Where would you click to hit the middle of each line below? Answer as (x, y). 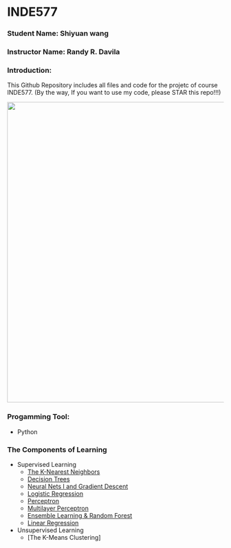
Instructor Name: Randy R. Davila (64, 52)
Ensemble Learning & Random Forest (80, 515)
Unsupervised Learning (50, 530)
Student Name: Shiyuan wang (58, 34)
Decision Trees (48, 479)
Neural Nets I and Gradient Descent (78, 486)
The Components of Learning (57, 449)
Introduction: (30, 70)
